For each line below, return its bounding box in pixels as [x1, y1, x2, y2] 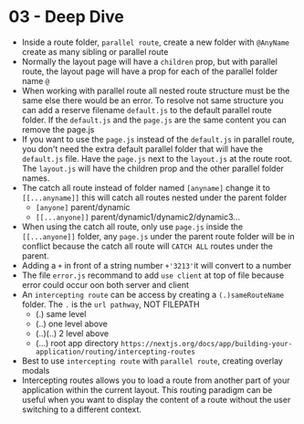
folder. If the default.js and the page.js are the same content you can [21, 114, 287, 125]
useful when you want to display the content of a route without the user [21, 394, 291, 405]
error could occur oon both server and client [21, 279, 189, 290]
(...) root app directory [35, 337, 120, 348]
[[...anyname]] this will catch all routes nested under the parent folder [21, 192, 288, 203]
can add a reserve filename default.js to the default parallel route [21, 104, 272, 115]
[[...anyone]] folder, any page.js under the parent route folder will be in [21, 230, 295, 241]
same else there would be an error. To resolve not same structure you [21, 94, 284, 106]
